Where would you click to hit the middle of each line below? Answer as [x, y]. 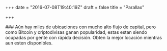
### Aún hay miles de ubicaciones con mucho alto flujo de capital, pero [81, 27]
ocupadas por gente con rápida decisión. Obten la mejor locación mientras [84, 38]
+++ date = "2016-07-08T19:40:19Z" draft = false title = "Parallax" [75, 7]
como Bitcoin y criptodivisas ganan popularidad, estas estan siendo [76, 32]
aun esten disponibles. [29, 43]
